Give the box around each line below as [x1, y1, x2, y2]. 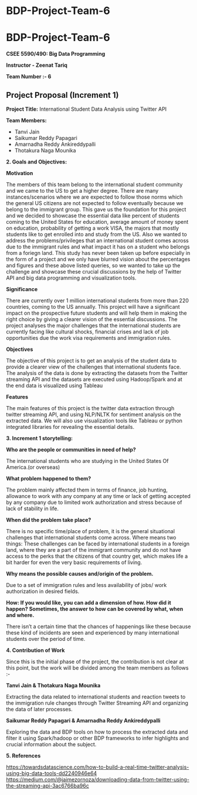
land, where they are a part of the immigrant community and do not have [6, 546, 182, 553]
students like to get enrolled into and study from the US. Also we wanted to [6, 230, 188, 238]
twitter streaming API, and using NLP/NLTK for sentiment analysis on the [6, 411, 181, 418]
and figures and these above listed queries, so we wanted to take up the [6, 262, 181, 269]
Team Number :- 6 [6, 73, 52, 80]
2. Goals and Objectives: [6, 158, 67, 165]
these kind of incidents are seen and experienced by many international [6, 629, 179, 636]
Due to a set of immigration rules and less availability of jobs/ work [6, 581, 167, 588]
